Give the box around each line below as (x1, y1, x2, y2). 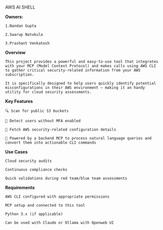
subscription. (5, 72, 35, 77)
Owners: (5, 14, 23, 19)
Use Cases (5, 149, 28, 154)
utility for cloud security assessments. (5, 89, 92, 94)
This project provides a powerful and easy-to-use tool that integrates (5, 59, 159, 64)
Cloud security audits (5, 158, 52, 163)
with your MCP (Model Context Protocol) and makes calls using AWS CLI (5, 64, 156, 69)
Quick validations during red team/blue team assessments (5, 176, 127, 181)
